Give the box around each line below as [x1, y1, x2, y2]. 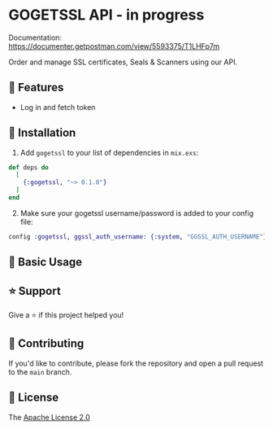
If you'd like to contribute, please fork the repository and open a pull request [8, 358, 264, 368]
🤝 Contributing [8, 336, 84, 351]
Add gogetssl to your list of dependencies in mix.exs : [19, 147, 199, 157]
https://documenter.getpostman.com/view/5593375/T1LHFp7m [8, 41, 220, 50]
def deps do [8, 163, 49, 172]
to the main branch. [8, 366, 72, 376]
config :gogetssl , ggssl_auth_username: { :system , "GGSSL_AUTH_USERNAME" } [8, 232, 267, 241]
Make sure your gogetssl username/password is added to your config [19, 208, 254, 217]
